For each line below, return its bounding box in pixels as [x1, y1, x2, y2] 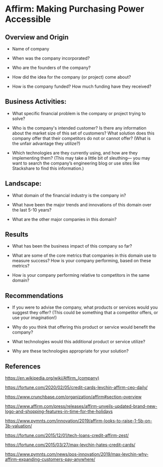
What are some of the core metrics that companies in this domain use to [12, 252, 157, 258]
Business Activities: [5, 98, 67, 106]
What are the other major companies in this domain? [12, 216, 117, 222]
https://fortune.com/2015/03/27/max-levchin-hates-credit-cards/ [5, 442, 136, 448]
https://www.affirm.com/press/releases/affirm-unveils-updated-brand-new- [5, 403, 158, 409]
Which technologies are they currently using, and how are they [12, 150, 138, 156]
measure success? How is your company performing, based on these [12, 258, 151, 264]
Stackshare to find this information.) [12, 165, 84, 171]
